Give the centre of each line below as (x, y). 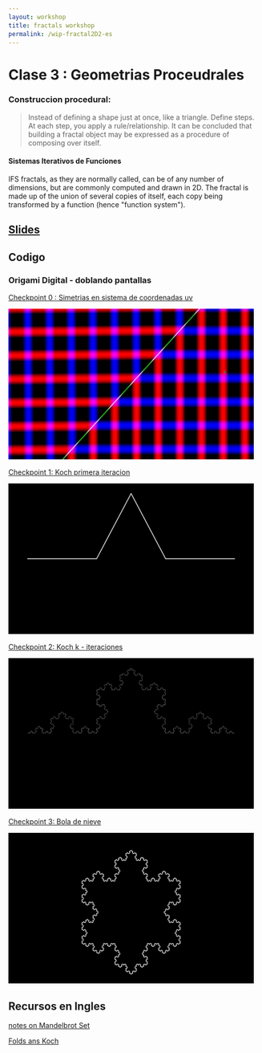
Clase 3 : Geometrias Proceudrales (126, 74)
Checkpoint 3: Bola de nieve (55, 822)
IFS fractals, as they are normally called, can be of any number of (116, 179)
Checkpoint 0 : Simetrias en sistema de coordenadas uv (101, 298)
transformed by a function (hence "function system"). (97, 205)
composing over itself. (64, 143)
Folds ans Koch (34, 1041)
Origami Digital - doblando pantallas (80, 280)
